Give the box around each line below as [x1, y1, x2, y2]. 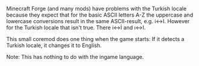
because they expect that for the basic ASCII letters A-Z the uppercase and [6, 11, 194, 18]
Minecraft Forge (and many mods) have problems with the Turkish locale [6, 5, 187, 12]
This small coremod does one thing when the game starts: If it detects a [6, 36, 185, 42]
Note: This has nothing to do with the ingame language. [6, 54, 144, 60]
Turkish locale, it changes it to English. [6, 42, 102, 49]
